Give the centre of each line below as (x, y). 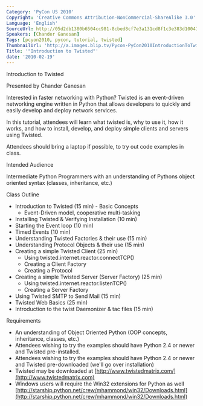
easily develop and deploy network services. (62, 110)
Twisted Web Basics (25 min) (51, 302)
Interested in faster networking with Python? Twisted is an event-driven (95, 97)
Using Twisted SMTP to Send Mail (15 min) (68, 296)
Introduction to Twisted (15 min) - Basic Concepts (77, 206)
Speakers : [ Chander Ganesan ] (43, 34)
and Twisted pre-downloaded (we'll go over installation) (84, 364)
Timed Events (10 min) (43, 232)
